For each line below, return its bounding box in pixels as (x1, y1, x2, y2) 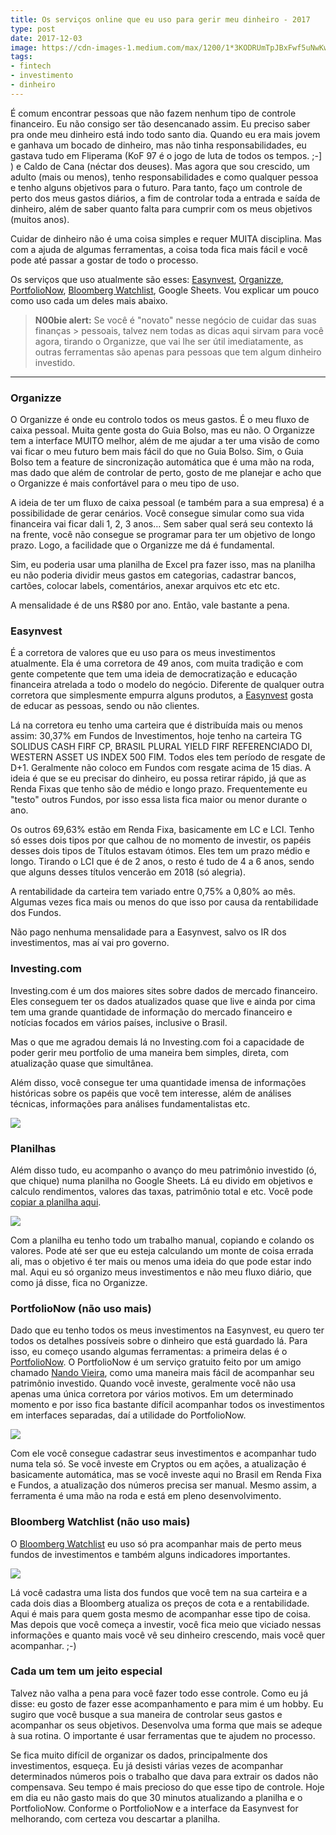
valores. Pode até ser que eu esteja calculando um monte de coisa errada (10, 1244, 314, 1256)
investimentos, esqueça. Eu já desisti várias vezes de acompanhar (10, 1759, 284, 1771)
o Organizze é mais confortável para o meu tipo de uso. (10, 477, 240, 490)
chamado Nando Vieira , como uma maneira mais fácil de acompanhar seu (10, 1367, 315, 1379)
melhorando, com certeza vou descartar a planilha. (10, 1812, 221, 1825)
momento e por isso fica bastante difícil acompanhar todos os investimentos (10, 1399, 326, 1411)
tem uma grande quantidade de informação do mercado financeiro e (10, 1006, 293, 1018)
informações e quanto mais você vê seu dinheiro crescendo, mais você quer (10, 1629, 326, 1641)
